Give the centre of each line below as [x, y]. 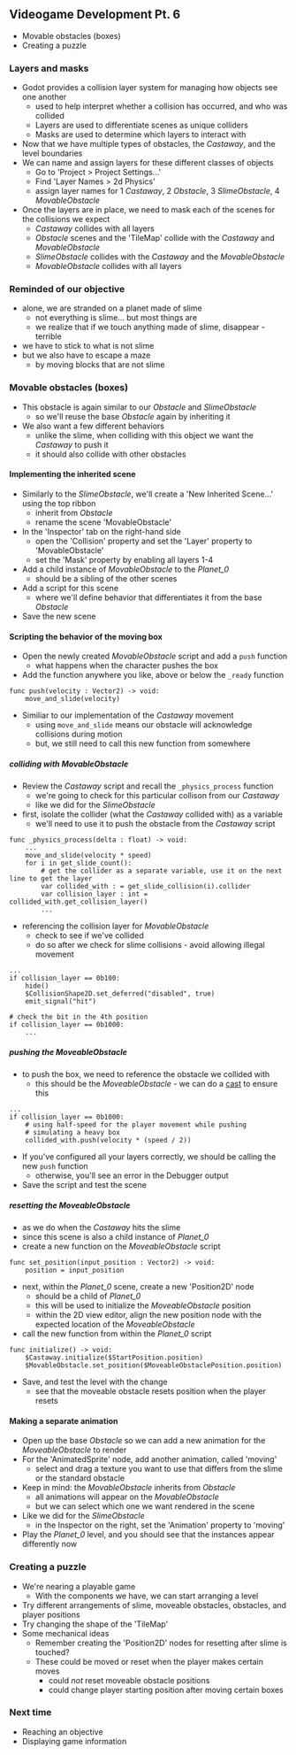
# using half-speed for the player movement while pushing [136, 1125]
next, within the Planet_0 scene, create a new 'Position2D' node [138, 1287]
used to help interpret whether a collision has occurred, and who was [161, 106]
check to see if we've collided [89, 935]
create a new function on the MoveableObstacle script [121, 1246]
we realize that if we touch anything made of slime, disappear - [150, 327]
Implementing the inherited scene [72, 474]
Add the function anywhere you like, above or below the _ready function [153, 675]
